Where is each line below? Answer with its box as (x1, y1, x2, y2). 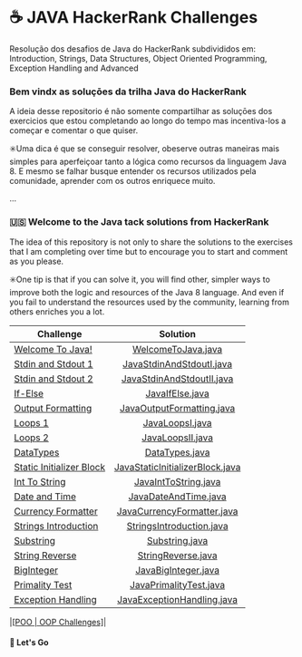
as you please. (9, 256, 64, 266)
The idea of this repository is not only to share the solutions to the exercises (9, 237, 293, 247)
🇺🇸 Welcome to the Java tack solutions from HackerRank (9, 216, 269, 228)
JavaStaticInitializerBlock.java (113, 460, 241, 473)
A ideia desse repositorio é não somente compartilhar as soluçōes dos (9, 106, 273, 117)
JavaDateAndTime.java (128, 490, 227, 503)
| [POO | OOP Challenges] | (9, 616, 107, 627)
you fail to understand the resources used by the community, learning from (9, 296, 290, 307)
